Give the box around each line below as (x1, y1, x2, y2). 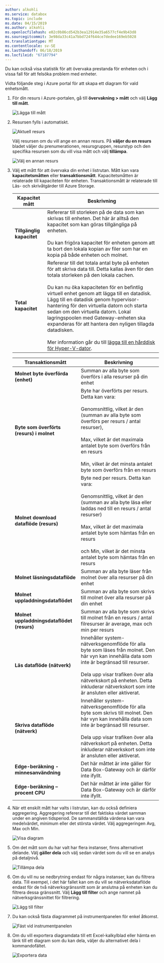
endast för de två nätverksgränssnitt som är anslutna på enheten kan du (12, 884, 158, 890)
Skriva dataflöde (14, 722, 55, 729)
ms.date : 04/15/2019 (5, 20, 47, 26)
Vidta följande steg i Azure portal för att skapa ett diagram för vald (5, 81, 138, 86)
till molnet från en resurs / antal (81, 615, 152, 621)
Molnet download (14, 514, 57, 521)
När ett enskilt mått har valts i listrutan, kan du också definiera (12, 805, 137, 811)
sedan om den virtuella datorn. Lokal (47, 308, 131, 315)
